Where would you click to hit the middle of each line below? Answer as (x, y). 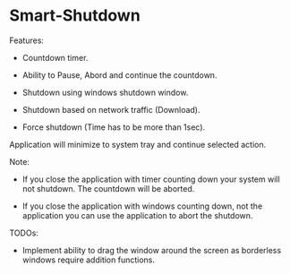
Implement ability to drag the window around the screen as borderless (152, 250)
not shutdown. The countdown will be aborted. (108, 188)
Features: (27, 40)
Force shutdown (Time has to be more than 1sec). (114, 127)
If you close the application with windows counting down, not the (142, 206)
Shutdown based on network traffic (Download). (111, 109)
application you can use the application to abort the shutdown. (137, 215)
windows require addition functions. (88, 260)
